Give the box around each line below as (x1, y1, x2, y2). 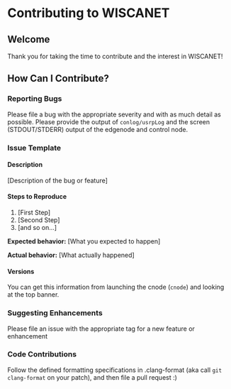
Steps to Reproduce (7, 192, 67, 201)
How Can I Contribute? (7, 72, 110, 84)
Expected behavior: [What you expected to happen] (7, 237, 161, 246)
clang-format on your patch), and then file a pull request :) (7, 373, 177, 381)
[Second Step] (17, 216, 60, 224)
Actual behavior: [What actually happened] (7, 251, 135, 260)
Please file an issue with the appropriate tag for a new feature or (7, 324, 195, 333)
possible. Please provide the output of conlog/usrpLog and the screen (7, 117, 210, 126)
